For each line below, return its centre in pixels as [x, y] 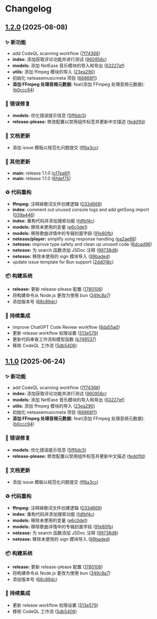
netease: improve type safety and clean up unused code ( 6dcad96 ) [82, 244]
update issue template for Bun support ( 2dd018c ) [63, 262]
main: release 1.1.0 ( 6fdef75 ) [42, 178]
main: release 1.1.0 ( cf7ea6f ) [41, 173]
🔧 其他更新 [18, 162]
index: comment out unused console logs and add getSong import [81, 209]
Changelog [28, 9]
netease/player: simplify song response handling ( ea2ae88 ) [75, 239]
